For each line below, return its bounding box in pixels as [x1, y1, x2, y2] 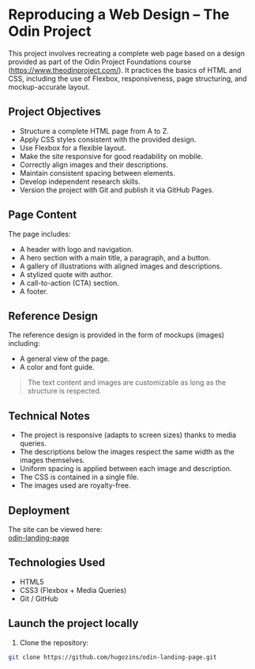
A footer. [19, 287, 48, 296]
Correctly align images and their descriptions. [19, 160, 168, 169]
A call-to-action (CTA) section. [19, 278, 120, 287]
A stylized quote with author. [19, 269, 113, 279]
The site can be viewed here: [8, 525, 103, 534]
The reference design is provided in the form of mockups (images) [8, 330, 225, 340]
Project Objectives [8, 105, 101, 119]
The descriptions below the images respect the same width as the [19, 447, 234, 457]
